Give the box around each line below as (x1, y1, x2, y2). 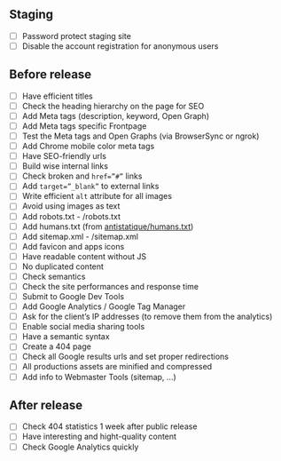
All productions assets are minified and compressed (21, 362, 213, 372)
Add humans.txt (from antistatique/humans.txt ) (21, 221, 194, 232)
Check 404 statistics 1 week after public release (21, 421, 198, 432)
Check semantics (21, 271, 86, 282)
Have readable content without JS (21, 250, 147, 261)
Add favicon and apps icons (21, 241, 125, 251)
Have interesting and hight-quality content (21, 431, 177, 442)
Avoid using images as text (21, 201, 121, 211)
